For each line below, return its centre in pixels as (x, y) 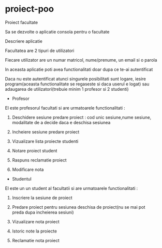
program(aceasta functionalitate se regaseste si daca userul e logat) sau (77, 84)
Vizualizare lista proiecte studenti (45, 141)
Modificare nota (28, 169)
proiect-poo (29, 9)
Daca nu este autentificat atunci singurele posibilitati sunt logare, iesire (75, 79)
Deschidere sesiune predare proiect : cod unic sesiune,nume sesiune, (81, 117)
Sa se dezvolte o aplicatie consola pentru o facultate (57, 32)
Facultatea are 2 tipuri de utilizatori (40, 50)
